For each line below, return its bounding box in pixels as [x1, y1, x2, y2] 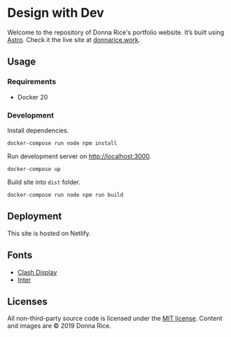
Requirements [7, 77, 57, 87]
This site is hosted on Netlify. [7, 229, 91, 238]
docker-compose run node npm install [7, 139, 118, 146]
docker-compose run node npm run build [7, 191, 124, 198]
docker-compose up [7, 165, 61, 172]
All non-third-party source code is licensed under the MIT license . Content [7, 314, 223, 323]
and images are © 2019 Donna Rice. [7, 322, 112, 330]
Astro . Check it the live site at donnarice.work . [7, 35, 141, 43]
